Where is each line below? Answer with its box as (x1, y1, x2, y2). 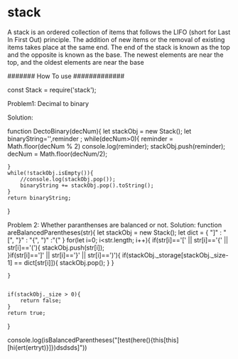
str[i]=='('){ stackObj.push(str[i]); (7, 243, 104, 252)
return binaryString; (7, 194, 72, 201)
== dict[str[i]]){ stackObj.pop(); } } (13, 258, 114, 267)
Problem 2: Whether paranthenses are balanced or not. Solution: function (7, 220, 222, 229)
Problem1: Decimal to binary (7, 99, 90, 107)
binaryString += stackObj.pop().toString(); (20, 182, 154, 189)
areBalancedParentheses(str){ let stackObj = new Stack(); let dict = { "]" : (7, 228, 222, 237)
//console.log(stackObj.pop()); (20, 176, 116, 183)
